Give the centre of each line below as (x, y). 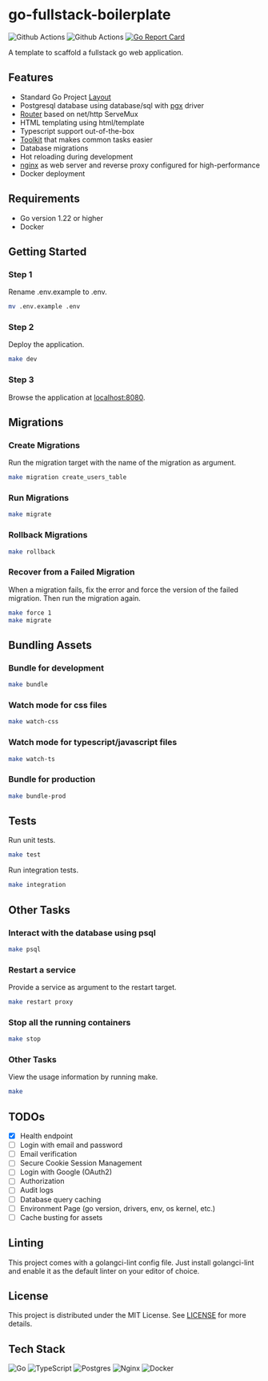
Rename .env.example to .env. (58, 292)
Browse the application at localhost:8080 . (77, 397)
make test (25, 855)
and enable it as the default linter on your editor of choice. (104, 1270)
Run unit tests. (32, 840)
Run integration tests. (43, 870)
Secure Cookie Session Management (81, 1163)
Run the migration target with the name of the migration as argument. (122, 463)
